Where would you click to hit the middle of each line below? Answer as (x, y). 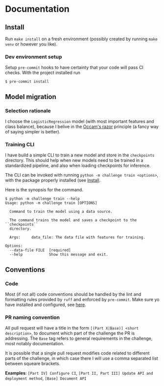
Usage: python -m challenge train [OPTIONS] (51, 203)
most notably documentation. (35, 344)
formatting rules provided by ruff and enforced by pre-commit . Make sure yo (82, 299)
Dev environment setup (34, 56)
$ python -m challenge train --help (42, 199)
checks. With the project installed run (43, 73)
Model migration (31, 97)
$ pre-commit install (27, 82)
